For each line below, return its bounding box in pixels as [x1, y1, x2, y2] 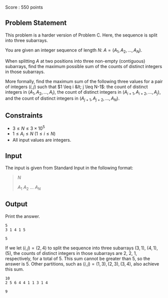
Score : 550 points [5, 5, 43, 10]
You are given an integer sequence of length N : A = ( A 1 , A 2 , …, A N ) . [5, 47, 142, 54]
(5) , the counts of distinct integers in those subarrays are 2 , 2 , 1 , [5, 250, 137, 256]
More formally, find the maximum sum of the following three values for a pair [5, 78, 163, 84]
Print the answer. [5, 213, 40, 219]
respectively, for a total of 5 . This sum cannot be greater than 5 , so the [5, 255, 150, 261]
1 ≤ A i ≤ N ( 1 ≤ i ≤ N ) [12, 130, 56, 138]
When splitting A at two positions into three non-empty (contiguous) [5, 58, 145, 64]
